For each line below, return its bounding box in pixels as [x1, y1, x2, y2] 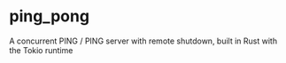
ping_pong [9, 6, 90, 27]
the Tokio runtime [9, 44, 73, 55]
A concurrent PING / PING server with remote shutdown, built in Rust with [9, 35, 277, 46]
